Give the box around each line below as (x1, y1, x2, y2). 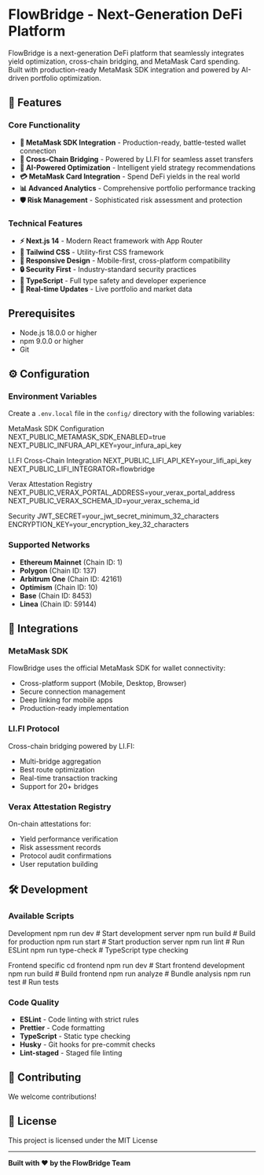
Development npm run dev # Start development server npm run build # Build (8, 928, 256, 937)
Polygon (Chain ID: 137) (19, 565, 97, 575)
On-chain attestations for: (8, 820, 92, 828)
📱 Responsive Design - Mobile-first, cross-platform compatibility (19, 256, 231, 265)
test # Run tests (8, 977, 59, 986)
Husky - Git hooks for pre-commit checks (19, 1040, 156, 1049)
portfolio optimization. (30, 73, 102, 83)
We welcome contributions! (8, 1092, 97, 1101)
